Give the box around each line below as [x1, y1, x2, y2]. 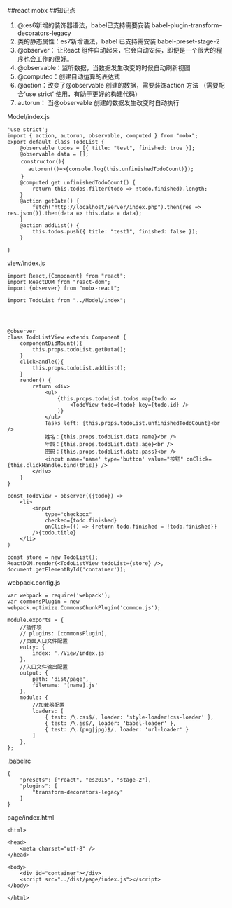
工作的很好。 [36, 55, 73, 63]
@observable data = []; [20, 151, 89, 158]
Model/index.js [7, 113, 50, 121]
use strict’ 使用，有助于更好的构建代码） [25, 90, 142, 98]
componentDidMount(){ [20, 340, 82, 347]
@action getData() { [20, 198, 80, 205]
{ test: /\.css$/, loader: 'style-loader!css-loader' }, [44, 714, 215, 721]
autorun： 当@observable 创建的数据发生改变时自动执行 [17, 99, 180, 107]
